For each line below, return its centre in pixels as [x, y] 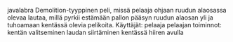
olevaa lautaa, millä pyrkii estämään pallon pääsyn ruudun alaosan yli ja [111, 17]
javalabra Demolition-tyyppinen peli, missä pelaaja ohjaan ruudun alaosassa [117, 10]
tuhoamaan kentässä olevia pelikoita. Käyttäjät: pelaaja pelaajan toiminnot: [115, 25]
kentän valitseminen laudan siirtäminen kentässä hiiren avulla [95, 32]
